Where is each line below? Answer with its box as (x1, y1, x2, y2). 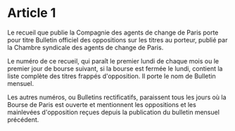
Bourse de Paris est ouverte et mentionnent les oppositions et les (7, 100, 197, 108)
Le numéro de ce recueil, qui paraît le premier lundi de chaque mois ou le (7, 56, 220, 65)
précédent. (7, 115, 39, 124)
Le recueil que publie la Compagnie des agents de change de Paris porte (7, 28, 219, 37)
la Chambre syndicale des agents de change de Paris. (7, 43, 164, 51)
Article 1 (7, 5, 56, 21)
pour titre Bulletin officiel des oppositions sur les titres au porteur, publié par (7, 35, 228, 44)
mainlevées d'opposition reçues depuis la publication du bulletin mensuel (7, 108, 220, 116)
